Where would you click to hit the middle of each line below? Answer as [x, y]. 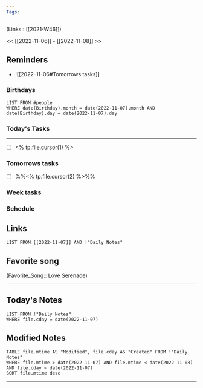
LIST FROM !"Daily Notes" [39, 314]
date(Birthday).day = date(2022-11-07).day [62, 113]
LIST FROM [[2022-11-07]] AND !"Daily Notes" [64, 243]
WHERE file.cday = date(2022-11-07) [52, 319]
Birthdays [21, 90]
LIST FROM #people [29, 103]
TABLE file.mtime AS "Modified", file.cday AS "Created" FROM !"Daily [97, 352]
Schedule [21, 209]
